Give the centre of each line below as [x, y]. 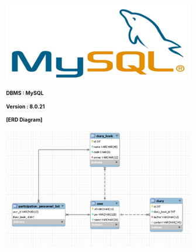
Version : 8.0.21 [25, 106]
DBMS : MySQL [25, 93]
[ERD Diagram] [24, 120]
